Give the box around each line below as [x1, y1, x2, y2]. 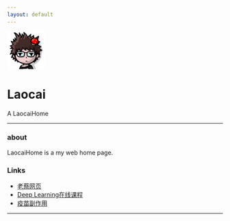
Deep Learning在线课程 [16, 191, 84, 199]
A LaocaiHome [7, 109, 49, 117]
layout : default [7, 11, 53, 18]
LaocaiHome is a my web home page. [7, 148, 114, 156]
